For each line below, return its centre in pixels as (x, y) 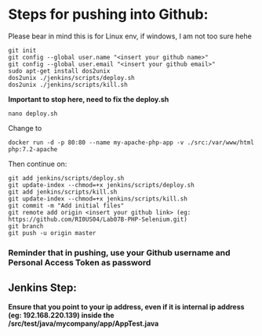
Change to (25, 128)
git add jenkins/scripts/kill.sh (63, 192)
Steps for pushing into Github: (108, 14)
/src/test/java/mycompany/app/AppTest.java (84, 323)
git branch (26, 226)
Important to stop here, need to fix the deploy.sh (89, 99)
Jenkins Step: (42, 288)
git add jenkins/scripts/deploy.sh (66, 178)
